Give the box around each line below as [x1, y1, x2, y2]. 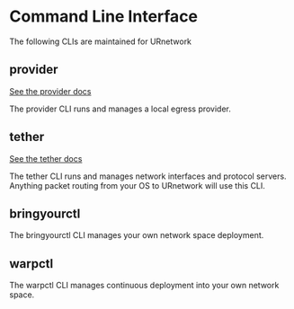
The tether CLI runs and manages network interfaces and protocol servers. [9, 171, 287, 181]
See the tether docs [9, 153, 83, 163]
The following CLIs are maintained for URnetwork [9, 36, 192, 47]
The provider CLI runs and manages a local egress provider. [9, 103, 232, 114]
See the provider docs [9, 85, 92, 96]
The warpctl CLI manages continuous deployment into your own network [9, 280, 280, 291]
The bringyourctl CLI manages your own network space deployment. [9, 230, 264, 241]
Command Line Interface [9, 6, 199, 27]
